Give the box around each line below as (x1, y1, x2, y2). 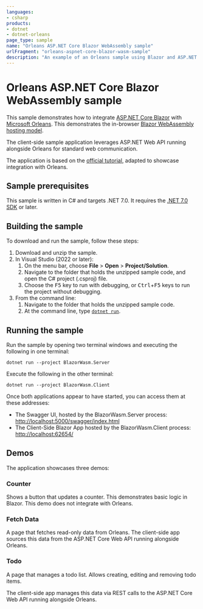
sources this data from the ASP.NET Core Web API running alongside (6, 535, 179, 543)
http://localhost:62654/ (15, 430, 74, 438)
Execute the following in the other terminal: (6, 370, 114, 377)
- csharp (6, 15, 29, 21)
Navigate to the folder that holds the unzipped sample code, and (24, 269, 186, 276)
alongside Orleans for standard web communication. (6, 144, 138, 152)
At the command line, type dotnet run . (24, 307, 121, 315)
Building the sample (6, 221, 83, 232)
